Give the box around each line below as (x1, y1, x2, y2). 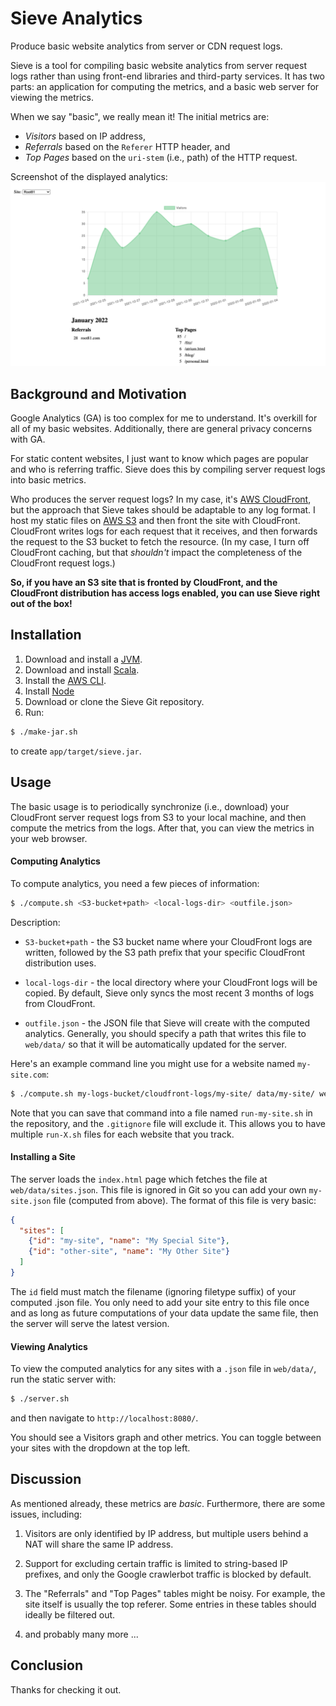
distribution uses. (24, 957, 97, 969)
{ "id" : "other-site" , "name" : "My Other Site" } (28, 1247, 230, 1257)
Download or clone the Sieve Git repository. (24, 695, 205, 707)
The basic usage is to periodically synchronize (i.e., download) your (10, 800, 290, 812)
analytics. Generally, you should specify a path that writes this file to (24, 1027, 307, 1039)
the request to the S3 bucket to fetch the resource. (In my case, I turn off (10, 536, 310, 548)
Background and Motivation (10, 385, 187, 402)
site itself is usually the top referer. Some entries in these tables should (24, 1598, 317, 1610)
